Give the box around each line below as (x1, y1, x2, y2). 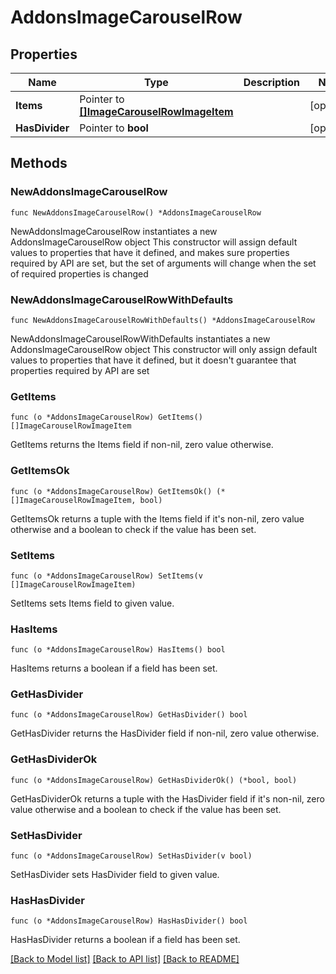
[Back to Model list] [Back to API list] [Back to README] (10, 953, 240, 965)
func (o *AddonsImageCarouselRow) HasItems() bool (10, 645, 226, 655)
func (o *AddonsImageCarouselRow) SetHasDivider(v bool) (10, 851, 253, 861)
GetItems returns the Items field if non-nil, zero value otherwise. (10, 439, 274, 451)
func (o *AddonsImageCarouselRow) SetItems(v (10, 571, 203, 581)
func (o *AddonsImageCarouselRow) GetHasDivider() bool (10, 710, 248, 720)
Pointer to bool (79, 121, 149, 135)
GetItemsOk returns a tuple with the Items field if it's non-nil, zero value (10, 512, 305, 525)
